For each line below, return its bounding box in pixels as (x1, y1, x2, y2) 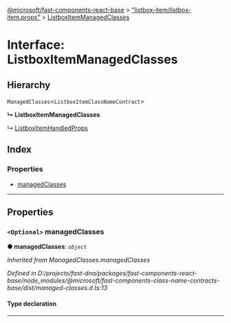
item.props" (7, 13, 41, 21)
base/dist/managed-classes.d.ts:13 (7, 284, 108, 292)
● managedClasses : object (7, 243, 87, 251)
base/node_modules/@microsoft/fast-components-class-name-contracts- (7, 276, 220, 285)
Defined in (7, 269, 36, 278)
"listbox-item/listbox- (131, 6, 191, 14)
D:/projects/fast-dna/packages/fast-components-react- (37, 269, 197, 278)
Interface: (7, 37, 65, 53)
